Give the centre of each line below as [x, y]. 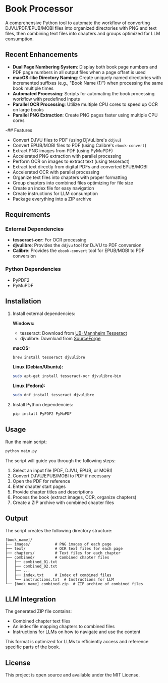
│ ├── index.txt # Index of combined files [59, 575]
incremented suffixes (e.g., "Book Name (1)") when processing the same [88, 83]
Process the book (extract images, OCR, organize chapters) [74, 497]
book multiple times [33, 88]
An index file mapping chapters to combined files [64, 627]
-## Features [19, 130]
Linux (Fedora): [29, 386]
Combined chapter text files [41, 621]
